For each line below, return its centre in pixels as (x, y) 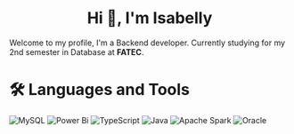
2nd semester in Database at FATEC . (77, 51)
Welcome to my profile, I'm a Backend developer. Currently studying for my (147, 43)
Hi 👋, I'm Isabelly (150, 18)
